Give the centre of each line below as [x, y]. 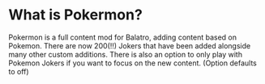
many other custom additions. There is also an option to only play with [126, 54]
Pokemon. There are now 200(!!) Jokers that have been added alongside [130, 45]
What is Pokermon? [76, 15]
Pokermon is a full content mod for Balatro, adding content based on [123, 37]
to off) [19, 71]
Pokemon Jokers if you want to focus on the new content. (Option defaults [132, 63]
